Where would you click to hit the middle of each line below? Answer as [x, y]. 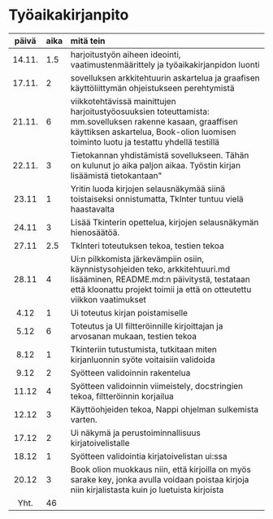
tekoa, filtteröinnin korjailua [122, 396]
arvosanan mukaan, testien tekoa [134, 336]
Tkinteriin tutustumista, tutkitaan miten [143, 349]
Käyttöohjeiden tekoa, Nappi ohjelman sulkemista [164, 409]
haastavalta [93, 209]
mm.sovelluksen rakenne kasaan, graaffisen [154, 121]
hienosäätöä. [95, 232]
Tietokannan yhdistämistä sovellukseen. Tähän [160, 155]
